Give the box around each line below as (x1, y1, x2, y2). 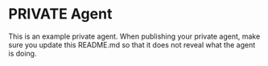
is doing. (8, 48, 37, 58)
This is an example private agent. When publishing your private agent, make (8, 31, 261, 41)
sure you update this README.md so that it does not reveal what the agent (8, 39, 256, 49)
